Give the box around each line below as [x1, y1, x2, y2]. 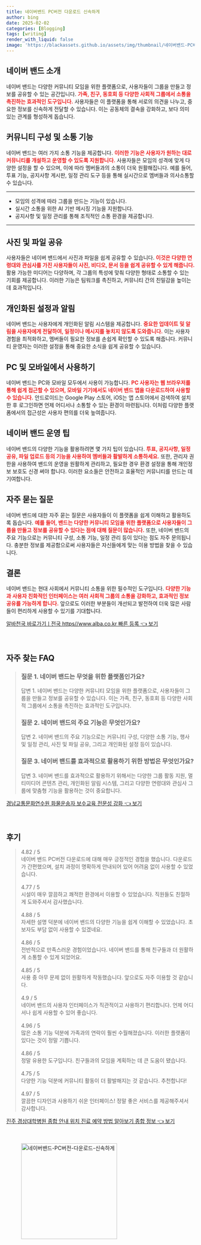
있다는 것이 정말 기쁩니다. [20, 1037, 81, 1044]
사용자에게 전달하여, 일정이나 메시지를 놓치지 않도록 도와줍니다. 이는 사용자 [17, 328, 190, 335]
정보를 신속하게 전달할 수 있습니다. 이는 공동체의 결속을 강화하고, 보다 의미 [17, 105, 190, 113]
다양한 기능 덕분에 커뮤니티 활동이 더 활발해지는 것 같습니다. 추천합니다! [20, 1077, 187, 1085]
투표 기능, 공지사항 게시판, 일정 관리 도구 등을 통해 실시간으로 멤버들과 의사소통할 [6, 171, 194, 178]
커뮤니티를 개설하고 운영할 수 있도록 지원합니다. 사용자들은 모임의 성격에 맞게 [6, 156, 184, 163]
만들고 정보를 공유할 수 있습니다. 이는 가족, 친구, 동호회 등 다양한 [32, 695, 182, 702]
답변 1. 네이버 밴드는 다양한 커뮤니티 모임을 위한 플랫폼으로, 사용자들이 [20, 687, 184, 695]
